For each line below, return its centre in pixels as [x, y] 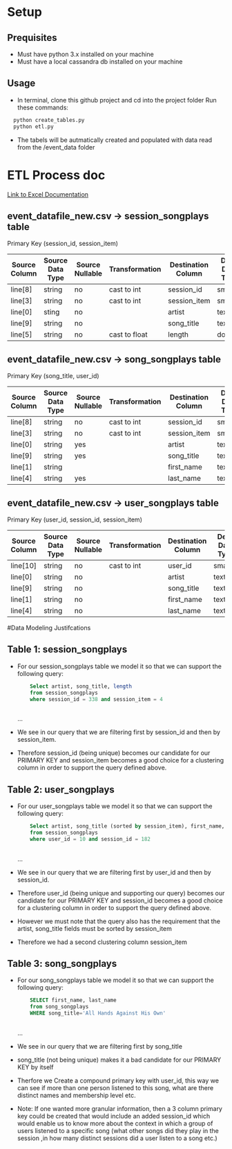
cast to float [128, 335]
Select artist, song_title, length [81, 686]
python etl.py [33, 126]
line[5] [21, 335]
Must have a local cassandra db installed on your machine [100, 62]
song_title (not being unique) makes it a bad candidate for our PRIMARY [119, 1060]
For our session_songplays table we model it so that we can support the [119, 666]
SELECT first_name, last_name [73, 1000]
